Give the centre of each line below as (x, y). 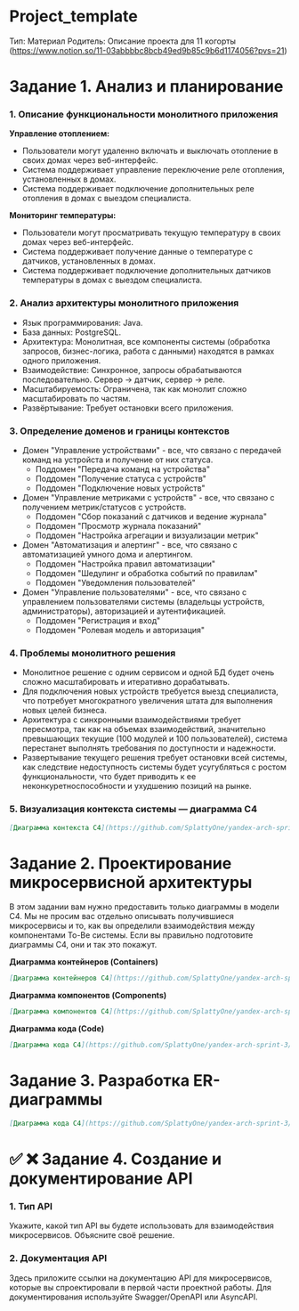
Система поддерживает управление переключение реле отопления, (153, 170)
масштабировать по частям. (76, 398)
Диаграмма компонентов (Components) (88, 996)
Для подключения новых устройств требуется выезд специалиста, (150, 691)
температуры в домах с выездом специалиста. (112, 280)
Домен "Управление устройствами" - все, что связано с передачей (152, 451)
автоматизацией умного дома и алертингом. (107, 555)
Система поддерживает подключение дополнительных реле (138, 189)
